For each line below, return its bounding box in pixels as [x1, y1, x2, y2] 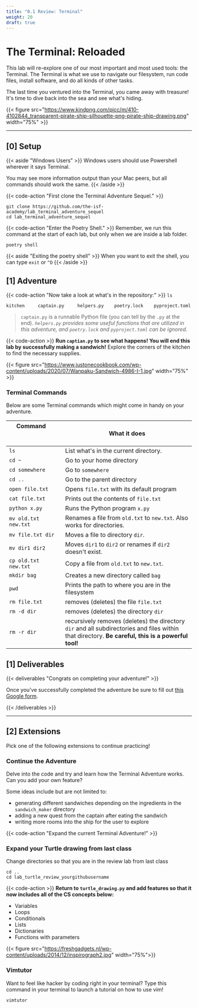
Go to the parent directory [65, 475, 137, 484]
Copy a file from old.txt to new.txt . [65, 560, 164, 568]
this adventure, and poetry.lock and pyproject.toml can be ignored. [20, 326, 187, 333]
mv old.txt [9, 516, 39, 522]
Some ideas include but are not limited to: [6, 788, 107, 795]
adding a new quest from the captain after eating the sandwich [14, 812, 168, 819]
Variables [14, 902, 38, 910]
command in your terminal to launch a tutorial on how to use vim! [6, 986, 164, 993]
